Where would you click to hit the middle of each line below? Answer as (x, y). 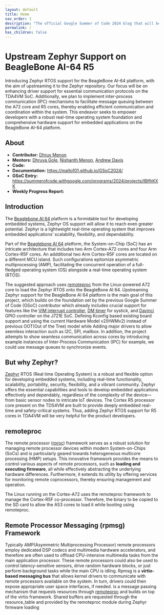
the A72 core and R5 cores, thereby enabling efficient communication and (79, 106)
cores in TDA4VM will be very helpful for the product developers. (71, 416)
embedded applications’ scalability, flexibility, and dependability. (70, 234)
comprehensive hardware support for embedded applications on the (74, 122)
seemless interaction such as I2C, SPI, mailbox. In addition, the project (76, 331)
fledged (13, 270)
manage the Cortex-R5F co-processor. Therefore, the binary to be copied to (82, 500)
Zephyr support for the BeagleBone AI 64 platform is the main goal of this (79, 295)
